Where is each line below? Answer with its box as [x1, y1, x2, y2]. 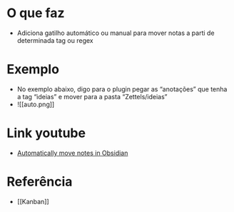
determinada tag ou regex [16, 36, 93, 44]
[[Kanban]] [16, 197, 49, 206]
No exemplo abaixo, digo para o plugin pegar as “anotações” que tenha [16, 84, 228, 94]
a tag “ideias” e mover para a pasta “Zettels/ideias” [16, 92, 168, 101]
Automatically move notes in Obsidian [16, 148, 128, 157]
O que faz [6, 5, 65, 21]
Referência [6, 173, 73, 190]
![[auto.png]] [16, 100, 55, 108]
